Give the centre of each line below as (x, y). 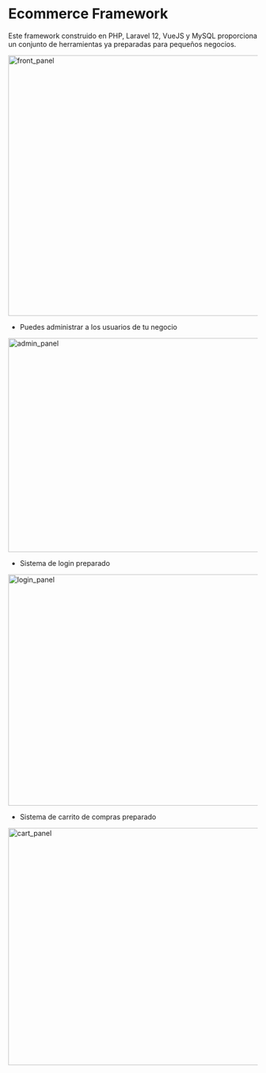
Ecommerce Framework (88, 14)
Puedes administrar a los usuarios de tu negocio (99, 326)
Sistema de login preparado (65, 563)
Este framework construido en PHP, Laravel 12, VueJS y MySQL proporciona (133, 36)
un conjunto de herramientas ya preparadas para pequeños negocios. (122, 44)
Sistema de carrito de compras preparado (88, 816)
